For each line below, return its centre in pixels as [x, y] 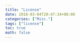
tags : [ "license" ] [24, 23]
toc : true [16, 28]
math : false [18, 33]
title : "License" [23, 10]
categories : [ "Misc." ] [29, 19]
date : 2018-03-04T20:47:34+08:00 [40, 14]
